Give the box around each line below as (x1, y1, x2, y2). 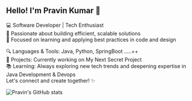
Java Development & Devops (6, 71, 76, 78)
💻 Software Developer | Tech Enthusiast (6, 21, 104, 28)
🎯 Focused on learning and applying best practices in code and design (6, 36, 177, 43)
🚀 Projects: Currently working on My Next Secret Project (6, 56, 142, 63)
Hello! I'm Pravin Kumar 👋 (6, 6, 101, 16)
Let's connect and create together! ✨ (6, 77, 95, 84)
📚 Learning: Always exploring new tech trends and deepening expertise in (6, 62, 186, 70)
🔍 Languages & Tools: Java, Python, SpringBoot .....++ (6, 48, 139, 55)
